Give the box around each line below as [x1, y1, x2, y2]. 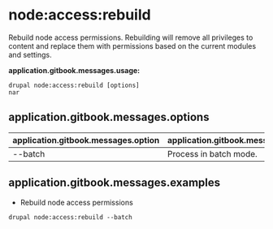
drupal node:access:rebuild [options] [8, 81, 140, 89]
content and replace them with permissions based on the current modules [8, 41, 257, 50]
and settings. [8, 50, 53, 59]
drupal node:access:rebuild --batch [8, 213, 132, 221]
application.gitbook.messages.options [8, 110, 210, 124]
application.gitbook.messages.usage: [8, 65, 141, 75]
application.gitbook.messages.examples [8, 176, 221, 190]
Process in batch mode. [167, 148, 258, 159]
